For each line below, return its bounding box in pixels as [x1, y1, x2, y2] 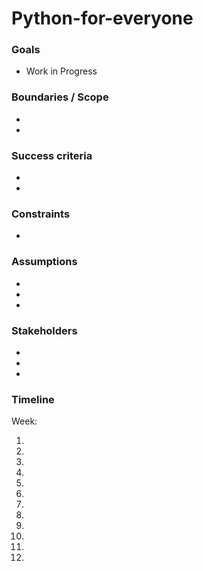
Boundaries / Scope [11, 90, 109, 104]
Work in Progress [25, 65, 98, 77]
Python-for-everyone [11, 7, 194, 30]
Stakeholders [11, 323, 78, 337]
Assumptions [11, 255, 78, 269]
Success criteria [11, 148, 93, 162]
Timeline [11, 392, 55, 406]
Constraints [11, 207, 71, 221]
